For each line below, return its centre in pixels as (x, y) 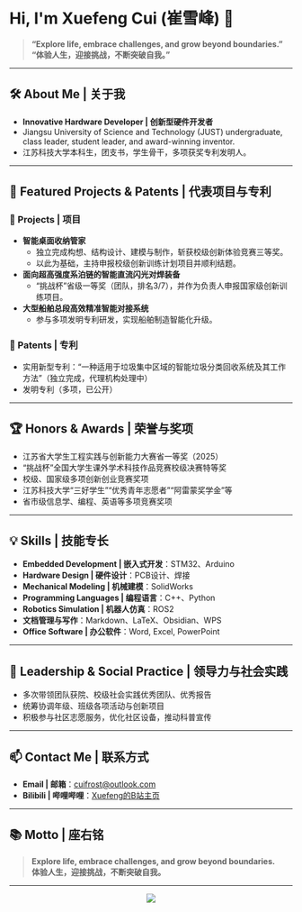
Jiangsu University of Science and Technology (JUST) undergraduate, (152, 132)
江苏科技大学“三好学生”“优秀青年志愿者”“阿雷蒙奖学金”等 (127, 490)
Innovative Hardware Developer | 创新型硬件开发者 (118, 122)
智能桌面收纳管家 (54, 241)
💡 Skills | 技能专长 (59, 540)
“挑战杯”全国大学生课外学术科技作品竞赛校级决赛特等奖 (124, 467)
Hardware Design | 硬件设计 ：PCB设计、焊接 (106, 575)
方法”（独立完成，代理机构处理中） (87, 378)
